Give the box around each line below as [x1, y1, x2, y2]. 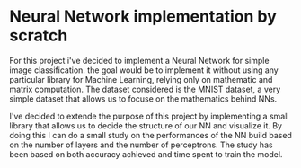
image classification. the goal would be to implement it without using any [9, 65, 279, 75]
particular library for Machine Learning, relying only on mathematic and [9, 74, 273, 84]
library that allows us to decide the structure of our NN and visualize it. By [9, 119, 283, 131]
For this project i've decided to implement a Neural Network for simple [9, 55, 270, 66]
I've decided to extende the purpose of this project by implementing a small [9, 111, 289, 121]
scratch [9, 25, 68, 46]
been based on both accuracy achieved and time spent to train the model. [9, 148, 283, 159]
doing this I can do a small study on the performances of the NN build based [9, 129, 292, 140]
